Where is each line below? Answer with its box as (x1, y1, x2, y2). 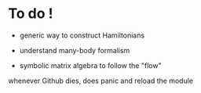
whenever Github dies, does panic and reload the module (8, 76, 194, 85)
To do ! (8, 5, 53, 23)
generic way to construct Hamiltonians (19, 30, 145, 40)
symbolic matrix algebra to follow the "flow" (19, 60, 163, 70)
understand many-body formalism (19, 45, 130, 55)
